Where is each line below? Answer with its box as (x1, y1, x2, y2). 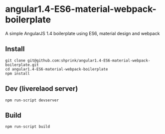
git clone (5, 58, 26, 63)
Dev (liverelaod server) (5, 84, 78, 93)
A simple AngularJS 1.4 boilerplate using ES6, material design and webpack (5, 30, 160, 36)
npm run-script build (5, 124, 50, 130)
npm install (5, 71, 30, 76)
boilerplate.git (5, 62, 39, 67)
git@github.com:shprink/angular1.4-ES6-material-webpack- (27, 58, 151, 63)
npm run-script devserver (5, 98, 59, 103)
